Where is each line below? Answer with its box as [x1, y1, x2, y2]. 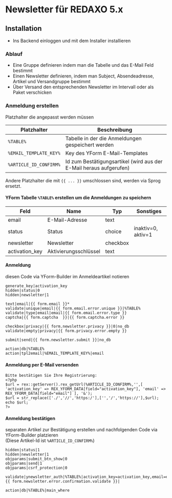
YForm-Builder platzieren [5, 432, 59, 438]
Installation [5, 24, 42, 33]
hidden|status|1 [5, 448, 40, 453]
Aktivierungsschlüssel [47, 247, 101, 255]
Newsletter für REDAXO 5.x [5, 4, 123, 15]
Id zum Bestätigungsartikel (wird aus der [65, 158, 163, 165]
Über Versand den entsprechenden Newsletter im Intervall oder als [12, 84, 154, 90]
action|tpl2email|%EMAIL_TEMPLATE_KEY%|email [5, 351, 104, 356]
